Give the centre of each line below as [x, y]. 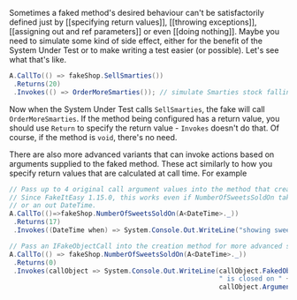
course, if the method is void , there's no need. [93, 137]
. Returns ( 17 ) [37, 222]
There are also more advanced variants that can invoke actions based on [142, 154]
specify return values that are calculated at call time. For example [128, 173]
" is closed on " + [255, 279]
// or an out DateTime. [53, 206]
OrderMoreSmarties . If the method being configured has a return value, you [145, 118]
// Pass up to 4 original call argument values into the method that [140, 189]
